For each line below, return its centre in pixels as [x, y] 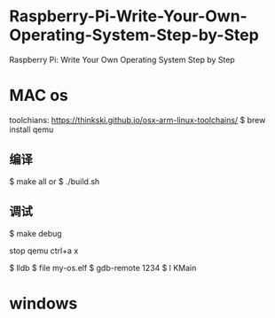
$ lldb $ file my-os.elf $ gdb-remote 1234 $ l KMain [103, 268]
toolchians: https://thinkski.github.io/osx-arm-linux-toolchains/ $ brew [137, 120]
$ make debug [35, 233]
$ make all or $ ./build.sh [55, 181]
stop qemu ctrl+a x [44, 251]
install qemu [31, 129]
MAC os [39, 96]
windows [43, 303]
